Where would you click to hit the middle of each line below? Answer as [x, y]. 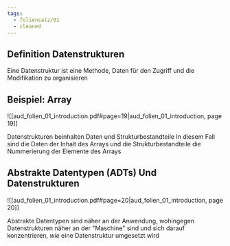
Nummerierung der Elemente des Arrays [64, 151]
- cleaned [27, 26]
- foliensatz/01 [36, 20]
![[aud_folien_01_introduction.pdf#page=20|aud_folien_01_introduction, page [115, 200]
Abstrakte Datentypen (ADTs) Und [82, 173]
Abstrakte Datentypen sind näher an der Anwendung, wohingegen [101, 221]
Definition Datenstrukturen [66, 54]
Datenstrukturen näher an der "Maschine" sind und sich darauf [96, 228]
